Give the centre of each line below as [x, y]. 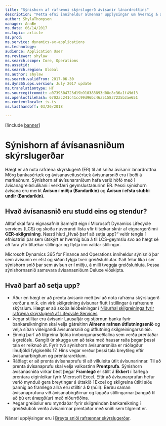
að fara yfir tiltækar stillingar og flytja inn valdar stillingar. [63, 244]
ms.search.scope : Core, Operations [42, 61]
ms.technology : [21, 47]
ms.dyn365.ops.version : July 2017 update [48, 83]
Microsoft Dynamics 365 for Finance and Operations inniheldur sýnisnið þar [82, 254]
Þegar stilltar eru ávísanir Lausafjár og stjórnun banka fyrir [71, 319]
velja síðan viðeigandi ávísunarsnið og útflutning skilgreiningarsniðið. [82, 329]
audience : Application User [34, 51]
